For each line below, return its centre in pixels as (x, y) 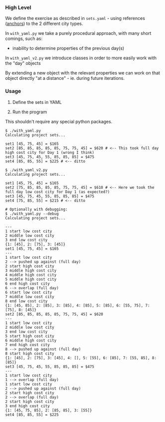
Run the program (30, 112)
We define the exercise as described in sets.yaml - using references (75, 18)
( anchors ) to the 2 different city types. (44, 23)
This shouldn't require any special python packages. (59, 121)
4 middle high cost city (31, 275)
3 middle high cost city (31, 270)
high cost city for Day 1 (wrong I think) (50, 152)
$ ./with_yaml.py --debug (32, 214)
